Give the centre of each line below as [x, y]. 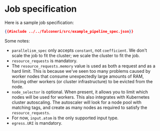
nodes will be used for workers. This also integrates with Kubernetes [80, 97]
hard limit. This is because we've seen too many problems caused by [81, 71]
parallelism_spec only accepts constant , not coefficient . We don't [79, 50]
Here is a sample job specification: [39, 22]
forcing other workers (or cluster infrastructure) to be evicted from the [82, 81]
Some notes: [17, 41]
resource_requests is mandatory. [44, 61]
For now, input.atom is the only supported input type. [65, 118]
